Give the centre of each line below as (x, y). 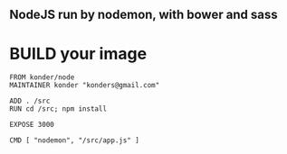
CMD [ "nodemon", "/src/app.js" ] (75, 140)
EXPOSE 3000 (32, 125)
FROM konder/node (42, 77)
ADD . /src (30, 101)
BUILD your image (78, 54)
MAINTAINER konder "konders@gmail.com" (85, 86)
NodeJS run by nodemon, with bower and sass (143, 15)
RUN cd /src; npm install (58, 109)
